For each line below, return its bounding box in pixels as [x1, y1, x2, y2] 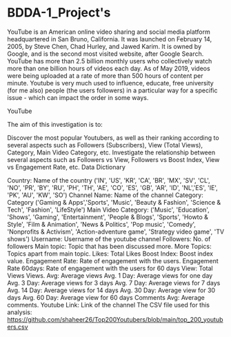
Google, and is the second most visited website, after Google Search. [7, 50, 204, 58]
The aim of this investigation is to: [7, 120, 103, 128]
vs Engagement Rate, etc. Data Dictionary [7, 163, 126, 171]
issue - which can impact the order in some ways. [7, 93, 149, 101]
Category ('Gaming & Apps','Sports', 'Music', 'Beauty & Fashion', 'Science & [7, 198, 221, 206]
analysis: [7, 308, 32, 316]
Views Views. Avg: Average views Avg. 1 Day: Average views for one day [7, 271, 213, 280]
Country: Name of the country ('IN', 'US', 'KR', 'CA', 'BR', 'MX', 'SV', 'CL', [7, 176, 210, 184]
